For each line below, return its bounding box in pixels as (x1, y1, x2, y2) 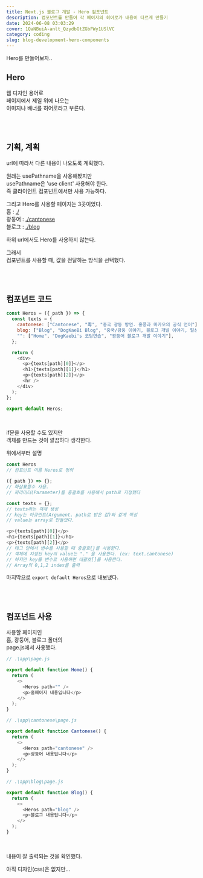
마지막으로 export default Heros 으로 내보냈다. (6, 574, 119, 581)
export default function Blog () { (6, 789, 94, 796)
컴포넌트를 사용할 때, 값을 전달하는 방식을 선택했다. (6, 256, 126, 264)
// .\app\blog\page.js (6, 779, 63, 785)
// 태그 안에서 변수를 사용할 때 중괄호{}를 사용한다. (6, 545, 122, 551)
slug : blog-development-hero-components (6, 37, 110, 43)
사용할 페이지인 (6, 629, 42, 636)
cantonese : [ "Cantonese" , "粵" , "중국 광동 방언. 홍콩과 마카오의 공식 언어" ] (17, 322, 198, 328)
